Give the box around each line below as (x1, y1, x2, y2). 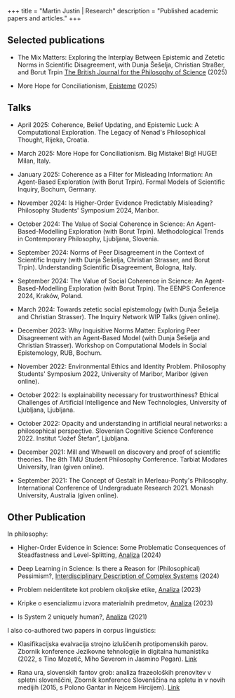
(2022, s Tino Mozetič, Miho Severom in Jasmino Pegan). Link (17, 655, 198, 663)
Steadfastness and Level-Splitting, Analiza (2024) (17, 551, 161, 559)
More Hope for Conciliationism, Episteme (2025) (17, 81, 158, 90)
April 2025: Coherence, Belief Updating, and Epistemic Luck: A (17, 120, 199, 129)
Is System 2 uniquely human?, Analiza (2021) (17, 612, 147, 621)
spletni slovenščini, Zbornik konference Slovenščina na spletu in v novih (17, 676, 226, 684)
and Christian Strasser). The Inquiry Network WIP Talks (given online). (17, 312, 220, 321)
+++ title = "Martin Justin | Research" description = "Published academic (7, 7, 219, 15)
